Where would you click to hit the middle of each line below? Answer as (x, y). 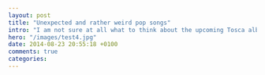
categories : (28, 59)
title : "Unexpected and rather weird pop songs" (90, 23)
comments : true (33, 52)
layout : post (30, 15)
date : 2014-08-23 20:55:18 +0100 (63, 45)
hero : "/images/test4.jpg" (52, 37)
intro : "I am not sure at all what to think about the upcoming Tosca (127, 30)
